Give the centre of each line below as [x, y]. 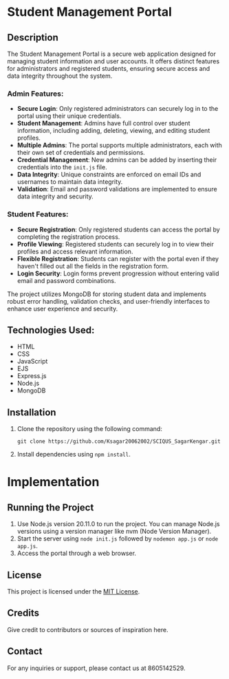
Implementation [53, 482]
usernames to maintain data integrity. [70, 182]
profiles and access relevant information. [75, 251]
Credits [23, 613]
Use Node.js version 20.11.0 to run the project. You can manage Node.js [118, 524]
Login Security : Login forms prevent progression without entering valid [118, 273]
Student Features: [38, 214]
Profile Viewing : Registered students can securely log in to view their [116, 244]
